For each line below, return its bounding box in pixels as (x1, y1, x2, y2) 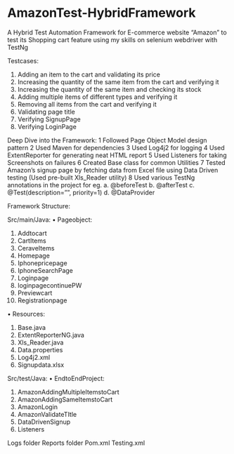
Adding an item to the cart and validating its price (17, 70, 160, 79)
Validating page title (17, 107, 75, 116)
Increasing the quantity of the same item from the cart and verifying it (17, 77, 219, 86)
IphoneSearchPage (17, 266, 74, 274)
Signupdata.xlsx (17, 360, 65, 369)
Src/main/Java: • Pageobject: (7, 215, 93, 224)
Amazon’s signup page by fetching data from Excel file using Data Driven (7, 166, 219, 174)
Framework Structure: (7, 201, 71, 210)
